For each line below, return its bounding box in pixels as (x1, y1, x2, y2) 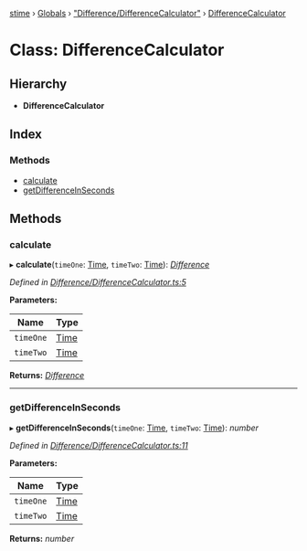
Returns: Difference (9, 370, 85, 381)
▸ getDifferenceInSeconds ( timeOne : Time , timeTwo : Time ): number (9, 422, 259, 433)
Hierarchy (9, 76, 68, 91)
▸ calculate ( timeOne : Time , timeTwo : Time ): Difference (9, 260, 210, 270)
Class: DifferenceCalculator (9, 40, 225, 60)
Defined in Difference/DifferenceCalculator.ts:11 (9, 440, 189, 450)
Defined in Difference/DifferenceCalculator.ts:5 (9, 277, 187, 288)
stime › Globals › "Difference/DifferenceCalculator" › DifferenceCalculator (9, 8, 286, 18)
